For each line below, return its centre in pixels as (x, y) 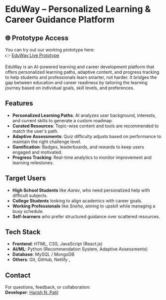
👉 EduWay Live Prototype (32, 55)
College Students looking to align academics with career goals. (77, 200)
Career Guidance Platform (60, 20)
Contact (18, 275)
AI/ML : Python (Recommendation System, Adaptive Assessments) (80, 249)
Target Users (26, 178)
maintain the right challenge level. (47, 142)
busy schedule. (28, 211)
